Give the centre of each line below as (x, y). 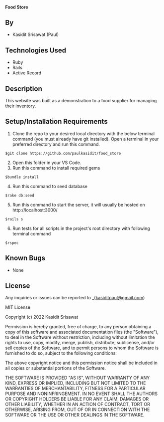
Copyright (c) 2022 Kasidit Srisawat (42, 317)
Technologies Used (36, 50)
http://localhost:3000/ (35, 210)
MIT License (18, 307)
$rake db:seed (20, 195)
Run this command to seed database (50, 186)
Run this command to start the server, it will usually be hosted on (79, 205)
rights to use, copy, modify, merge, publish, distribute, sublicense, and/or (80, 343)
